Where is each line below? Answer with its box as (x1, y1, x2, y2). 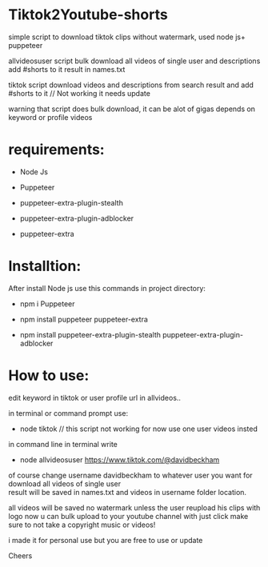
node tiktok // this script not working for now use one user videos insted (19, 424, 258, 433)
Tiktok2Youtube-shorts (8, 6, 168, 24)
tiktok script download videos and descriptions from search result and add (8, 80, 254, 90)
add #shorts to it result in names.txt (8, 64, 126, 74)
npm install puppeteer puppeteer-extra (19, 314, 148, 324)
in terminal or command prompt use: (8, 408, 129, 417)
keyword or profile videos (8, 112, 93, 122)
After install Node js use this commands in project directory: (8, 283, 206, 293)
